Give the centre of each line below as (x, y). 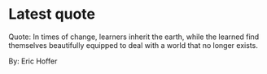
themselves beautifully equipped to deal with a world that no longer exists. (133, 45)
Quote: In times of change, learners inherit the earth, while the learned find (134, 37)
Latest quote (52, 14)
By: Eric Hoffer (33, 61)
